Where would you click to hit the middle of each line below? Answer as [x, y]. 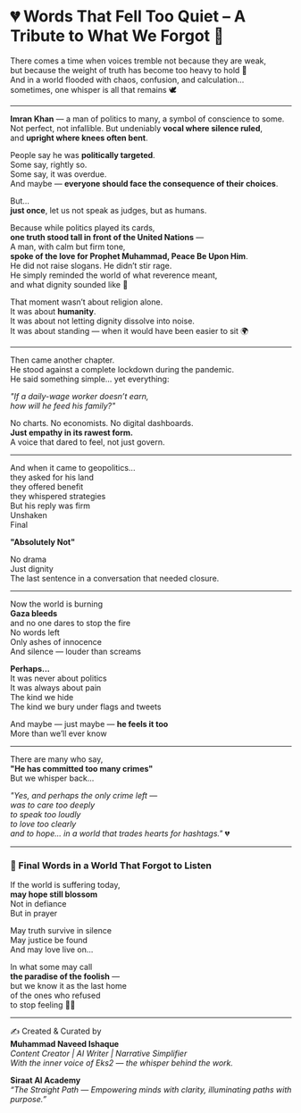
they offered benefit [47, 486]
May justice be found [49, 941]
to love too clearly [43, 824]
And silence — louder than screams [76, 651]
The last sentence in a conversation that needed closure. [115, 578]
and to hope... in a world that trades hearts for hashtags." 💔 [120, 833]
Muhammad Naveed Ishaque [65, 1044]
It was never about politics [59, 678]
